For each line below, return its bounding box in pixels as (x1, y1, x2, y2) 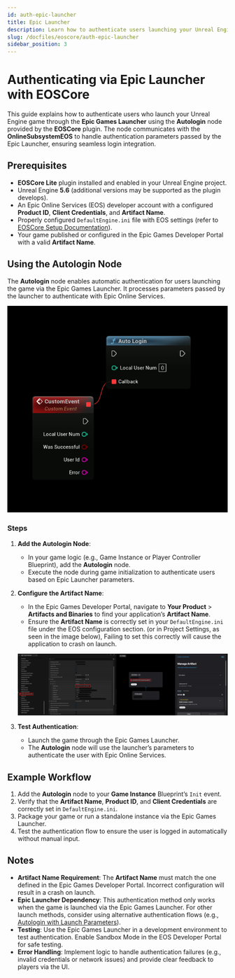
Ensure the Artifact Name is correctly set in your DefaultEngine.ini (27, 617, 224, 626)
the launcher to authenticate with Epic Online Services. (7, 291, 166, 300)
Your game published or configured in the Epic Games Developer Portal (17, 230, 224, 239)
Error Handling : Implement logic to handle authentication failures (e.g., (17, 947, 222, 956)
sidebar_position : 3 (7, 41, 68, 48)
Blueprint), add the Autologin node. (27, 560, 131, 568)
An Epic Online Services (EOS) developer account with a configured (17, 200, 213, 209)
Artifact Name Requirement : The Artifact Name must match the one (17, 873, 217, 881)
